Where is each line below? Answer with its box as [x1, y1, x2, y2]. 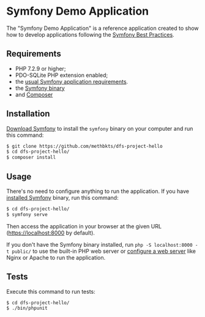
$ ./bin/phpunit [6, 305, 48, 312]
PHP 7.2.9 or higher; [15, 65, 66, 72]
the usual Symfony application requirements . [15, 78, 129, 85]
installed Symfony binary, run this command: [6, 194, 119, 201]
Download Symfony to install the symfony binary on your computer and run [6, 125, 193, 132]
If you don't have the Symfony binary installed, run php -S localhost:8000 [6, 241, 193, 248]
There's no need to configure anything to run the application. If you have [6, 188, 190, 195]
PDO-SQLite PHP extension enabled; [15, 71, 108, 79]
